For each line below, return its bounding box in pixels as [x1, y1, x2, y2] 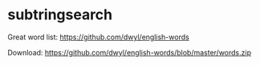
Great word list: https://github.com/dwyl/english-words [7, 32, 189, 42]
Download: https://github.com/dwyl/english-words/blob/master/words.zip [7, 47, 252, 57]
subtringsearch [7, 6, 113, 24]
